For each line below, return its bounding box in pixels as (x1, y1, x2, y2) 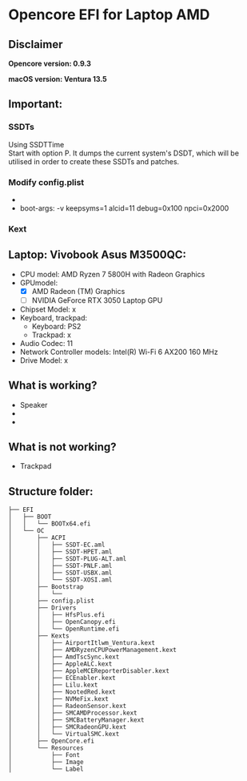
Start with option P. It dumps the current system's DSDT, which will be (8, 148, 240, 158)
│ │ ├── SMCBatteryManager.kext (8, 716, 145, 724)
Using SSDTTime (8, 139, 65, 149)
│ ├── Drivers (8, 604, 78, 612)
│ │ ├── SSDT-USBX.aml (8, 569, 113, 578)
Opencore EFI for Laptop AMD (8, 6, 210, 24)
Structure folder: (8, 485, 94, 498)
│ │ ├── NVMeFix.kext (8, 695, 110, 703)
